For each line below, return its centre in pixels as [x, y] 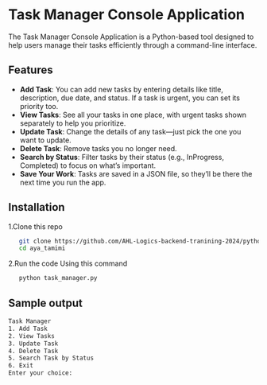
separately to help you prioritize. [73, 123]
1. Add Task [28, 329]
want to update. [45, 140]
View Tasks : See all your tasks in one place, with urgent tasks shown [133, 115]
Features [31, 70]
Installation [37, 207]
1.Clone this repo [36, 226]
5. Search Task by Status [51, 358]
